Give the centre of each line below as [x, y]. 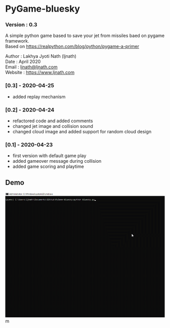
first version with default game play [49, 156]
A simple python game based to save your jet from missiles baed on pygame [85, 35]
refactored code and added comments [53, 121]
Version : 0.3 [21, 25]
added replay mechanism [39, 96]
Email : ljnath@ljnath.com [31, 67]
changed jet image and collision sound [53, 126]
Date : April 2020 [23, 62]
